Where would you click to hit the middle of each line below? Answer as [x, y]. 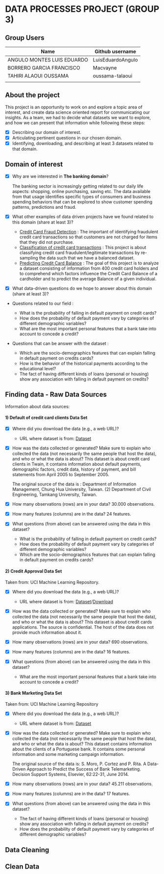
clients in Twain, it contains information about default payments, [77, 464]
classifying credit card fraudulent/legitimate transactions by [80, 253]
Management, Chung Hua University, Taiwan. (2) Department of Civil [81, 489]
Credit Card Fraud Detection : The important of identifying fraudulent [89, 231]
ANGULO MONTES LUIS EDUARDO [48, 60]
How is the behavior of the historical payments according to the [83, 363]
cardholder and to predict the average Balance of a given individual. [88, 279]
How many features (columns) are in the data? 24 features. [71, 514]
